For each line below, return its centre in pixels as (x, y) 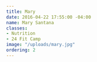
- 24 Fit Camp (24, 39)
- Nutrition (21, 34)
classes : (17, 28)
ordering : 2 (21, 50)
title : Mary (21, 12)
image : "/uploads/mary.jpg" (41, 45)
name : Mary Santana (30, 22)
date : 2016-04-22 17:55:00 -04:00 (49, 17)
